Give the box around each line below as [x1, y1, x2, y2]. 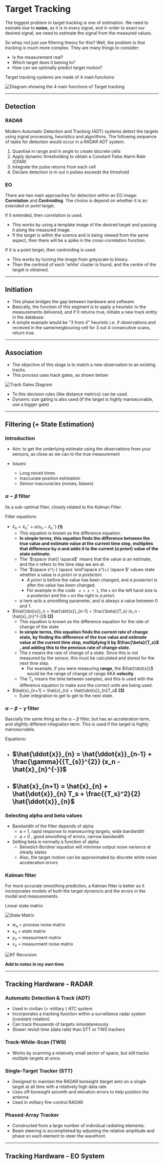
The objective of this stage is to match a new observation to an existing [12, 362, 156, 367]
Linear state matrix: [5, 903, 44, 909]
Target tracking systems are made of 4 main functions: [5, 74, 116, 80]
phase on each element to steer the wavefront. [12, 1133, 106, 1139]
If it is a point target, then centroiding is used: [5, 246, 97, 253]
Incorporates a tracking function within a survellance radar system [12, 1011, 146, 1017]
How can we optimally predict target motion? [12, 65, 102, 71]
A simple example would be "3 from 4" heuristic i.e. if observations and [12, 319, 156, 325]
